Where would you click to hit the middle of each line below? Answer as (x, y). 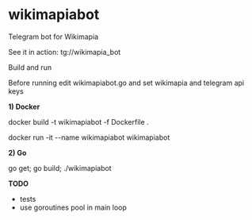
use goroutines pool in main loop (73, 207)
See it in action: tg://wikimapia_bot (65, 52)
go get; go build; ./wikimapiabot (60, 168)
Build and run (30, 67)
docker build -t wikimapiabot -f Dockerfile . (78, 122)
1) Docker (24, 106)
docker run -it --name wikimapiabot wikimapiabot (89, 137)
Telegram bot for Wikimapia (53, 37)
